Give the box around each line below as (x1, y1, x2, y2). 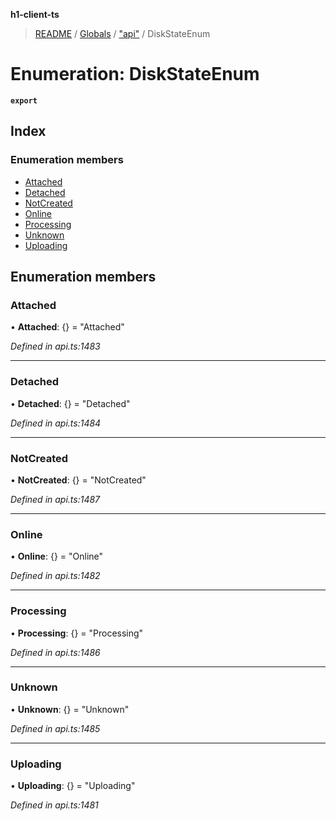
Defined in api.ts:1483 (10, 340, 101, 353)
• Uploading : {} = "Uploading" (10, 780, 136, 792)
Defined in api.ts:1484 (10, 417, 102, 429)
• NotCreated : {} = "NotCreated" (10, 474, 147, 486)
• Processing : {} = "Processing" (10, 627, 144, 639)
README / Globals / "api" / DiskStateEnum (34, 28, 211, 39)
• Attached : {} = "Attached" (10, 321, 125, 333)
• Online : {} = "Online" (10, 550, 104, 563)
